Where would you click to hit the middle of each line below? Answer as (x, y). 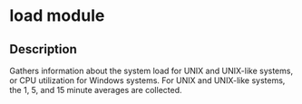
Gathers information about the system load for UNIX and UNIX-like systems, (151, 71)
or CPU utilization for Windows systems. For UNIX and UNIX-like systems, (147, 80)
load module (57, 16)
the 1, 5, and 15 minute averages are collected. (96, 90)
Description (43, 49)
